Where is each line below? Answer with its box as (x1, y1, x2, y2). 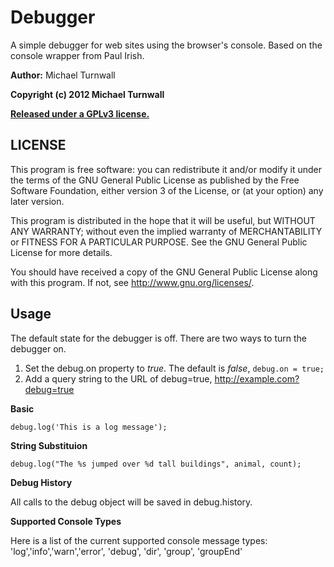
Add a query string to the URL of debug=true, (24, 372, 213, 385)
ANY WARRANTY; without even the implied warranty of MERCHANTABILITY (10, 225, 323, 237)
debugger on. (10, 342, 67, 355)
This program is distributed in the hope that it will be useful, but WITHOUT (10, 214, 316, 226)
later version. (10, 195, 65, 207)
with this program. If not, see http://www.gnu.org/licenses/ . (10, 276, 255, 288)
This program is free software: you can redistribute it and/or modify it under (10, 163, 322, 175)
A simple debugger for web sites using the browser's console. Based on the (10, 39, 323, 51)
